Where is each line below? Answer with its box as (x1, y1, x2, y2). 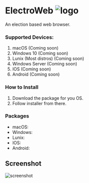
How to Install (5, 84, 38, 91)
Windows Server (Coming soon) (12, 61, 78, 67)
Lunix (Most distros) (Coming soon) (12, 56, 85, 61)
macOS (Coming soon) (12, 45, 59, 51)
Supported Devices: (5, 34, 54, 41)
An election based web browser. (5, 21, 70, 27)
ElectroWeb (5, 5, 54, 16)
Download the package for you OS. (12, 95, 84, 101)
